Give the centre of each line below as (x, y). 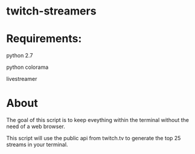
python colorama (27, 67)
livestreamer (22, 79)
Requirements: (44, 39)
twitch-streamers (51, 11)
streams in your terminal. (37, 145)
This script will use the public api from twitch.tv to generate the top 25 (94, 138)
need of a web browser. (36, 127)
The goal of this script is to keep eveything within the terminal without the (97, 120)
